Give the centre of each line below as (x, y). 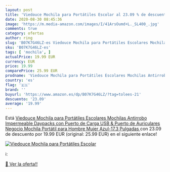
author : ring (19, 38)
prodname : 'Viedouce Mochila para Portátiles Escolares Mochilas (75, 76)
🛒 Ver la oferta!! (22, 164)
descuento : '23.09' (26, 99)
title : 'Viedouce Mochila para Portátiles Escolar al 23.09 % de (75, 15)
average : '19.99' (24, 104)
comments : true (21, 29)
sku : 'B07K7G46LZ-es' (28, 47)
